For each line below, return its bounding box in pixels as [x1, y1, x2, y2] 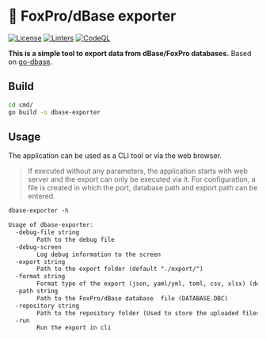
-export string [15, 258, 66, 266]
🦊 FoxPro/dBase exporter [8, 7, 177, 25]
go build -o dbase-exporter [8, 108, 101, 116]
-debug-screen [15, 243, 62, 251]
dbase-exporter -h [8, 207, 69, 215]
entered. [27, 191, 55, 201]
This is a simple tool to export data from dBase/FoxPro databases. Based [8, 48, 252, 58]
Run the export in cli [36, 324, 112, 332]
